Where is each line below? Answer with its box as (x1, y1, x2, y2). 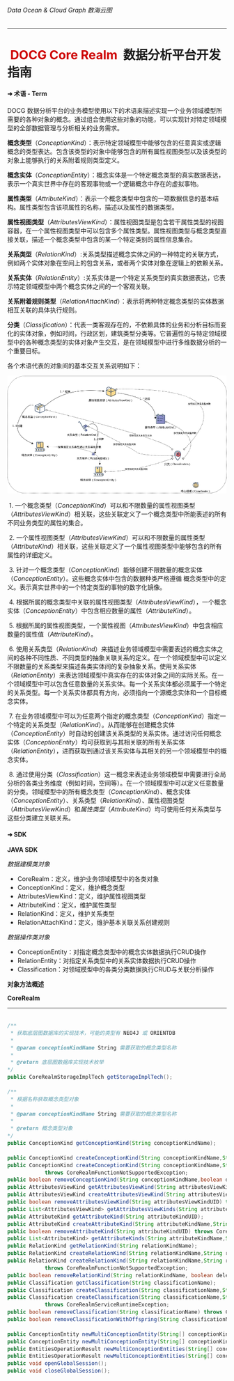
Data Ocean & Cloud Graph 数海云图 (7, 6, 113, 14)
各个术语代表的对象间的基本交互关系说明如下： (7, 361, 141, 370)
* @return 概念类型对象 (10, 1125, 73, 1132)
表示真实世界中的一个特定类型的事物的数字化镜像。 (19, 583, 166, 591)
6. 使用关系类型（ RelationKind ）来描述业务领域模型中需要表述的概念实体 (8, 645, 217, 653)
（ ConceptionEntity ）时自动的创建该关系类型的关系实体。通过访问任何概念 (7, 729, 221, 738)
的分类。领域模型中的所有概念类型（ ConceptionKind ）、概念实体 (7, 788, 192, 796)
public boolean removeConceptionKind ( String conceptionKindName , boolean (7, 1176, 223, 1183)
